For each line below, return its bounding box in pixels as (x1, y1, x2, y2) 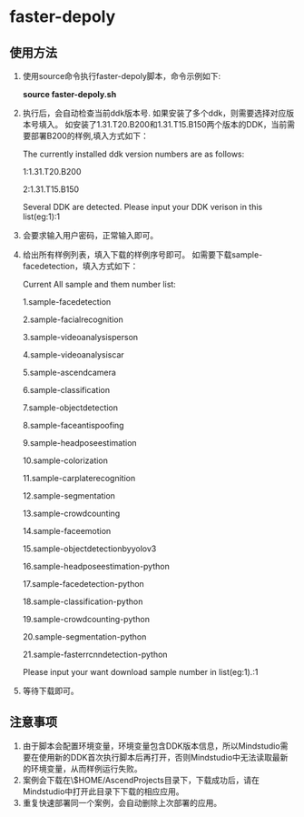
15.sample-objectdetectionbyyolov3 (22, 543, 157, 554)
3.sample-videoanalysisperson (22, 332, 139, 342)
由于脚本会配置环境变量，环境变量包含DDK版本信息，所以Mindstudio (22, 740, 280, 751)
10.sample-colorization (22, 455, 109, 466)
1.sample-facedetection (22, 297, 112, 307)
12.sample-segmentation (22, 490, 116, 501)
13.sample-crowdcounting (22, 508, 121, 519)
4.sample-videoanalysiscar (22, 349, 124, 360)
